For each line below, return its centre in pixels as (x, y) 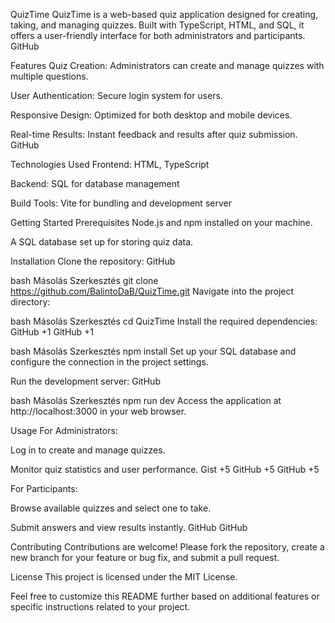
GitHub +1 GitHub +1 (52, 332)
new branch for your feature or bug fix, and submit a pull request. (145, 557)
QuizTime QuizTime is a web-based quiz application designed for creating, (164, 14)
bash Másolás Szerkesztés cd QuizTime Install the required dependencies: (164, 321)
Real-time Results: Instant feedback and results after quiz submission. (154, 134)
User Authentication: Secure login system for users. (116, 95)
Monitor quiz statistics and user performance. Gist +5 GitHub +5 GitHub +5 (165, 469)
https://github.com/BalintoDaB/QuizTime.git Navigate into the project (152, 291)
